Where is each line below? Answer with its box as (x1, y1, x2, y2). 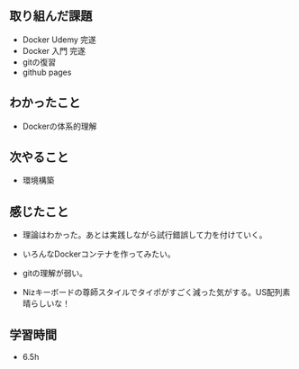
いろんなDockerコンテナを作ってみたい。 (22, 248, 176, 259)
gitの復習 (22, 57, 57, 67)
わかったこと (9, 95, 81, 111)
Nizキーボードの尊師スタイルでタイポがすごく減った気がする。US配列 (22, 287, 283, 298)
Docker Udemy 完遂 (22, 34, 97, 45)
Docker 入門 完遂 (22, 45, 86, 56)
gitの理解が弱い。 (22, 268, 88, 279)
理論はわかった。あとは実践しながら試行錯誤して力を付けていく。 (22, 229, 267, 240)
